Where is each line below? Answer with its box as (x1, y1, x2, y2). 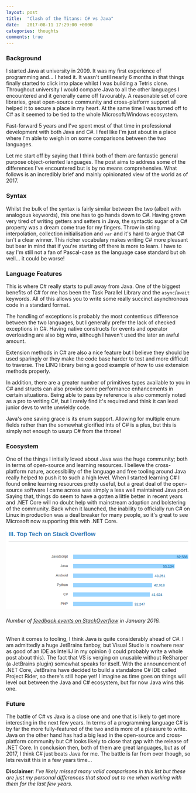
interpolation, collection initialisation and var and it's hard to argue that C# (6, 230, 184, 237)
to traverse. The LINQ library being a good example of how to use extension (6, 362, 189, 369)
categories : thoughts (6, 28, 59, 34)
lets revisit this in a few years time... (6, 757, 92, 764)
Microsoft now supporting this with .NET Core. (6, 518, 118, 525)
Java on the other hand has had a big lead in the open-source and (6, 732, 166, 739)
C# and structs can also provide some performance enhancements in (6, 385, 174, 392)
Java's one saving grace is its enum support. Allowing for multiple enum (6, 416, 180, 423)
